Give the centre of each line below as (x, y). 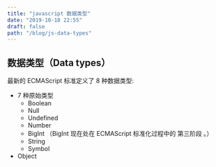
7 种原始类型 (35, 96)
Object (27, 156)
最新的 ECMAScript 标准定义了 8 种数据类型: (71, 81)
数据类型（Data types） (59, 63)
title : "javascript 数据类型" (49, 14)
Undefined (43, 118)
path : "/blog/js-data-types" (49, 33)
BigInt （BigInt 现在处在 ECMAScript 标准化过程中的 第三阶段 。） (120, 134)
